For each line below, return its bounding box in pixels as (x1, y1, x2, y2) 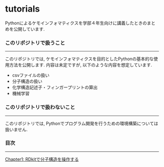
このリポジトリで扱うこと (5, 39, 65, 46)
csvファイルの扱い (12, 72, 50, 78)
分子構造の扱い (12, 79, 42, 84)
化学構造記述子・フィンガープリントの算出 (12, 84, 98, 90)
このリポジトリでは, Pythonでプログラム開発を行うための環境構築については (5, 120, 159, 126)
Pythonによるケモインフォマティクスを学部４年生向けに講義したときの (5, 20, 147, 26)
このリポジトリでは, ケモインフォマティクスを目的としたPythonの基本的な (5, 56, 154, 62)
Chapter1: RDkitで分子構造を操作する (5, 156, 79, 162)
